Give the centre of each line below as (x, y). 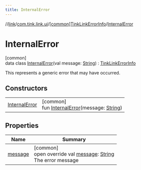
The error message (56, 161)
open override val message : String (74, 154)
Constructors (26, 88)
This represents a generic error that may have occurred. (63, 73)
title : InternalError (28, 10)
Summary (74, 140)
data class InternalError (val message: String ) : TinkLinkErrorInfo (70, 63)
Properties (22, 126)
